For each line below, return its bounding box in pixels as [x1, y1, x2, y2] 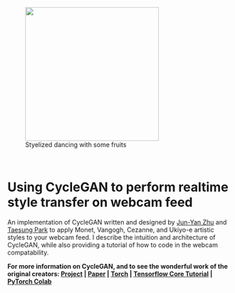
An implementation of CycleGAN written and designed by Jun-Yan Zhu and [7, 217, 227, 226]
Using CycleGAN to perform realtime [7, 179, 229, 195]
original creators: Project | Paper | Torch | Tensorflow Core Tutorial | [7, 269, 213, 278]
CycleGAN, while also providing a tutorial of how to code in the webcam [7, 240, 219, 249]
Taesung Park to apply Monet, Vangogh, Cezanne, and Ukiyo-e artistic [7, 225, 215, 234]
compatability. [7, 248, 49, 257]
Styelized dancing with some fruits [25, 140, 127, 149]
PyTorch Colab [7, 277, 52, 285]
